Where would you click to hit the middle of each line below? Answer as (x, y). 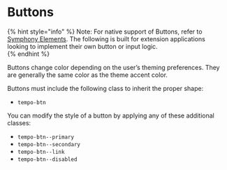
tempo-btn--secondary (49, 144)
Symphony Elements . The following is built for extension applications (107, 38)
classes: (19, 122)
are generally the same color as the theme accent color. (87, 75)
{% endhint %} (29, 54)
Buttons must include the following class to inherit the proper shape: (105, 88)
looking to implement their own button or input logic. (83, 46)
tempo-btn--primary (46, 137)
